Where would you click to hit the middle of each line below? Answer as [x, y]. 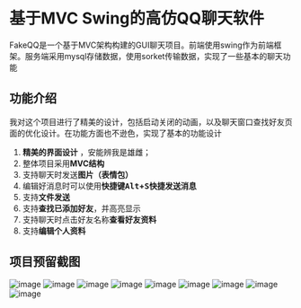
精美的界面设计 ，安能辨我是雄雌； [86, 152]
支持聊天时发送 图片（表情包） [77, 174]
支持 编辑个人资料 [54, 231]
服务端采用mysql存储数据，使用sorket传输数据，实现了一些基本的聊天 [154, 56]
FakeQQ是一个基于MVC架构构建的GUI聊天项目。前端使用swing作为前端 [142, 45]
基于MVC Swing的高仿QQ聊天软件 [137, 18]
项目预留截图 [45, 262]
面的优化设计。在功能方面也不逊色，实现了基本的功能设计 [115, 133]
